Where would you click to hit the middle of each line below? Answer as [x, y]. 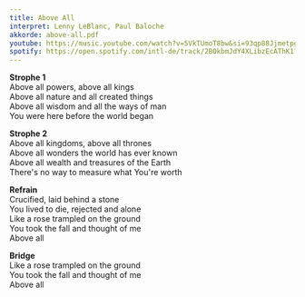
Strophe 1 [28, 77]
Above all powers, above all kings [72, 87]
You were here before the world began [82, 116]
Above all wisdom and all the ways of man [88, 106]
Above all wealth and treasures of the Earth [90, 163]
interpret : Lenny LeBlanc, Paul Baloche [87, 26]
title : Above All [42, 18]
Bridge [22, 256]
